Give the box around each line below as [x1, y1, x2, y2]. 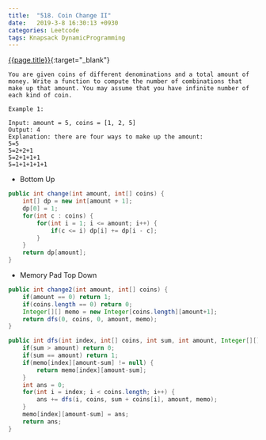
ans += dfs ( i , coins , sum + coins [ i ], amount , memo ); [36, 396, 218, 404]
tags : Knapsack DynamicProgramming [8, 33, 126, 42]
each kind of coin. [8, 92, 73, 100]
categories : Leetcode [8, 26, 80, 34]
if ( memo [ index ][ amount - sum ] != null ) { [22, 358, 154, 366]
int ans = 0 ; [22, 381, 66, 389]
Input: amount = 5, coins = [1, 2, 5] [8, 119, 136, 127]
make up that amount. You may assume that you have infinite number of [8, 85, 249, 93]
